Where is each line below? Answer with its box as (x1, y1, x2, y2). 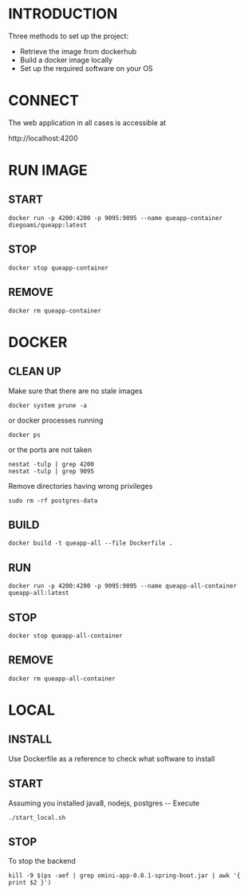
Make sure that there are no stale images (8, 386, 143, 396)
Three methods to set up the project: (8, 31, 129, 41)
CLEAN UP (8, 364, 61, 379)
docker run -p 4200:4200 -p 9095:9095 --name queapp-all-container (8, 582, 238, 590)
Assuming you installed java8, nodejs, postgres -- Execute (8, 798, 200, 808)
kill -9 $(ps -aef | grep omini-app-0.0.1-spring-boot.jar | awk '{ (8, 872, 241, 880)
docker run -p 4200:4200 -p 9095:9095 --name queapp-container (8, 214, 223, 222)
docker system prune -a (8, 401, 88, 409)
